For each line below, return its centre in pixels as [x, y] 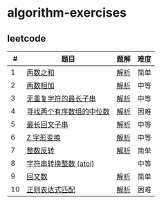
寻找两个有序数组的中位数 [68, 111]
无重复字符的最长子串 [61, 99]
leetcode [27, 39]
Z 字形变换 [44, 138]
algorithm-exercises [67, 13]
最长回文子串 [47, 125]
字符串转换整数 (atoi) [61, 163]
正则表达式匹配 [51, 190]
